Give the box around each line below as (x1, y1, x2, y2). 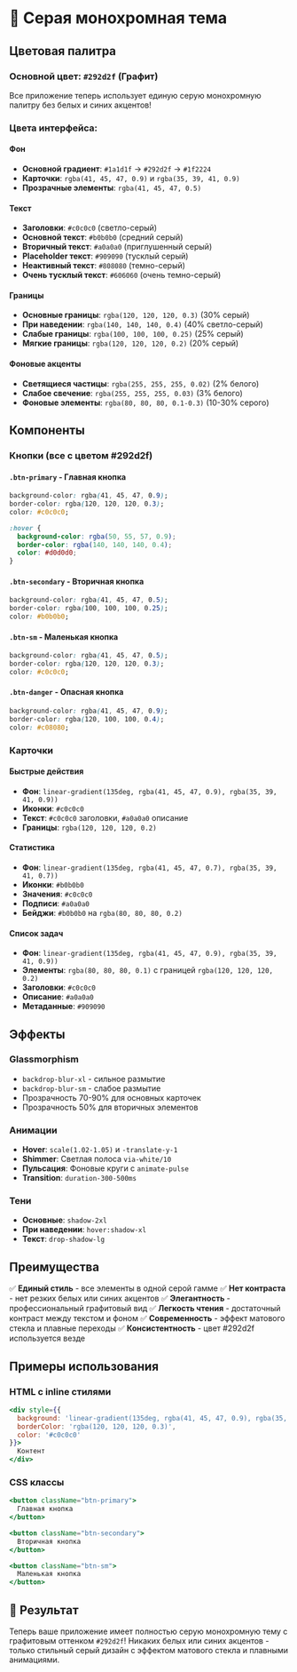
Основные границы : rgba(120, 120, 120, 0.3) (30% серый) (21, 310, 250, 321)
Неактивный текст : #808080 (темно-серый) (21, 260, 186, 271)
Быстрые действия (9, 766, 84, 776)
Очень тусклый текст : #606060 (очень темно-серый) (21, 270, 222, 281)
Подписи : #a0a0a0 (21, 897, 90, 909)
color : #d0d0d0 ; (17, 548, 77, 558)
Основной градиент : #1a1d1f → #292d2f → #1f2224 (21, 163, 211, 174)
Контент (17, 1447, 46, 1456)
